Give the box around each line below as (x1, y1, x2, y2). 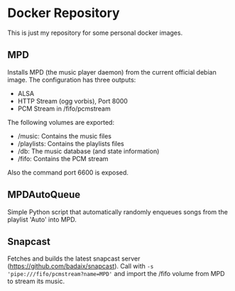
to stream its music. (7, 277, 65, 285)
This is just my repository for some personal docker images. (7, 28, 183, 37)
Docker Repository (7, 5, 120, 21)
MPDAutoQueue (7, 189, 81, 201)
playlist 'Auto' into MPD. (7, 215, 77, 224)
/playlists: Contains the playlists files (17, 139, 124, 148)
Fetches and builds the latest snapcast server (7, 254, 141, 263)
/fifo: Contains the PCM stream (17, 154, 109, 163)
